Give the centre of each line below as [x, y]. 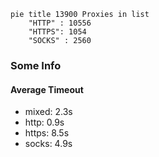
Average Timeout [47, 89]
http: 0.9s [44, 122]
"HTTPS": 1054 [57, 32]
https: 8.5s [47, 133]
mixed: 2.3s [48, 112]
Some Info [36, 65]
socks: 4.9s [48, 144]
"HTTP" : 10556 [60, 23]
